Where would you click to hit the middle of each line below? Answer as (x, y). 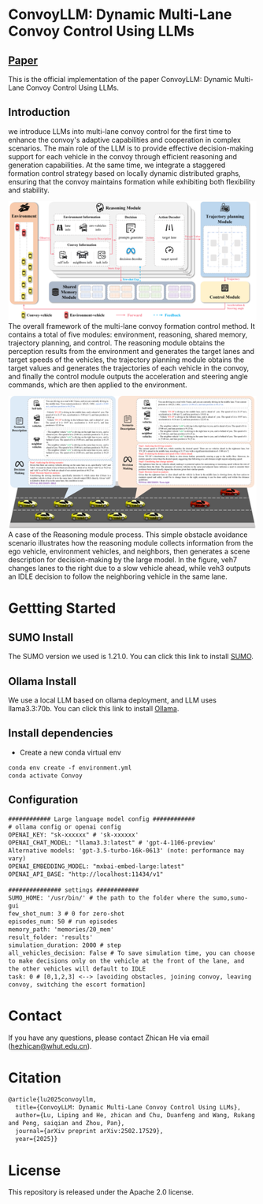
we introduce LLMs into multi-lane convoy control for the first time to (120, 131)
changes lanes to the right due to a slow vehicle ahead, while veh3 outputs (130, 568)
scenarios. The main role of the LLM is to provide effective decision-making (131, 148)
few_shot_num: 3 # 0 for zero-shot (67, 913)
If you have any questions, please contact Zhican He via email (109, 1038)
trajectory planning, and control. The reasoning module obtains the (117, 343)
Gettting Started (62, 608)
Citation (35, 1077)
